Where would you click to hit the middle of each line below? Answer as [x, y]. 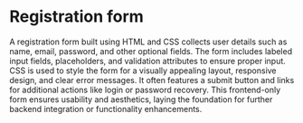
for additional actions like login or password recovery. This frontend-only [145, 90]
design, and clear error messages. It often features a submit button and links [152, 80]
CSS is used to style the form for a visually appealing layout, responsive [143, 71]
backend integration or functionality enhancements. [106, 109]
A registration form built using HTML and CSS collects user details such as [148, 42]
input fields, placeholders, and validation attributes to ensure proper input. [148, 61]
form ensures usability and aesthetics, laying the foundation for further [141, 99]
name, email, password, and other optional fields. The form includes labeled [151, 51]
